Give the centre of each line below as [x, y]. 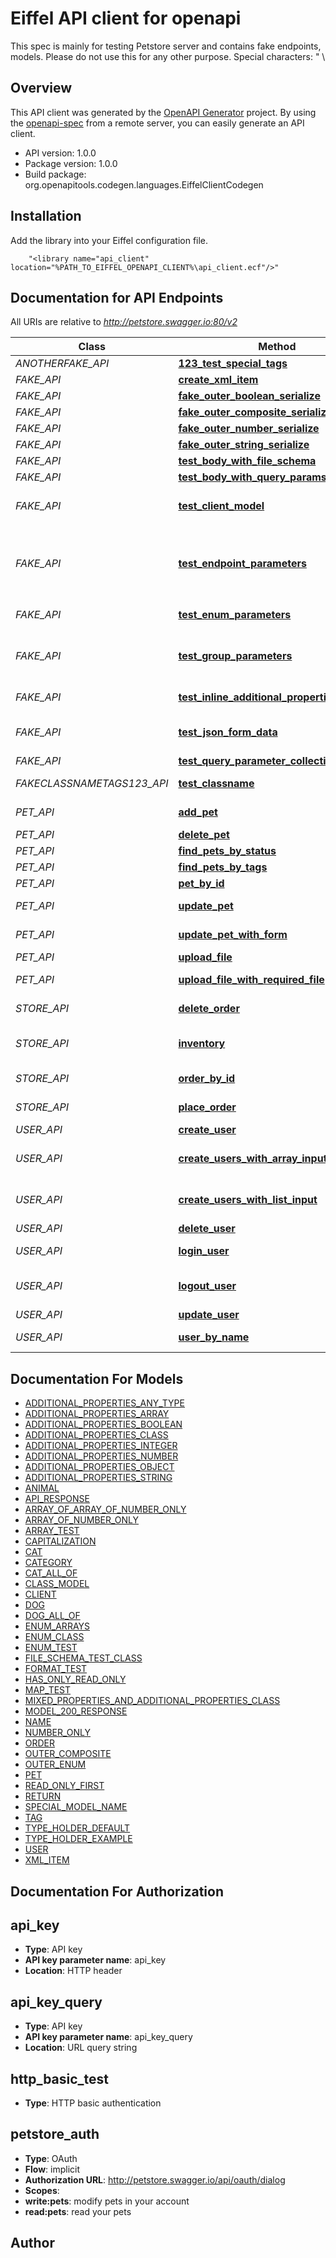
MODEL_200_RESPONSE [76, 1711]
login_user [204, 1251]
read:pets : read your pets [78, 2211]
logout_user [207, 1286]
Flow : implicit [52, 2169]
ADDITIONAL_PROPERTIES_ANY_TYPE [104, 1403]
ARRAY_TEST [52, 1531]
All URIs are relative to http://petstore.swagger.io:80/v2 [124, 322]
